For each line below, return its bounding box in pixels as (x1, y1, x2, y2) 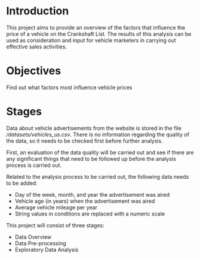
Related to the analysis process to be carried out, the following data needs (6, 173, 189, 180)
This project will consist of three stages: (6, 221, 104, 228)
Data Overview (14, 233, 52, 240)
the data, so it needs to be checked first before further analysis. (6, 137, 163, 144)
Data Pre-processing (14, 239, 66, 246)
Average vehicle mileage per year (14, 203, 97, 211)
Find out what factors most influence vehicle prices (6, 84, 133, 91)
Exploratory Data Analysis (14, 246, 79, 253)
